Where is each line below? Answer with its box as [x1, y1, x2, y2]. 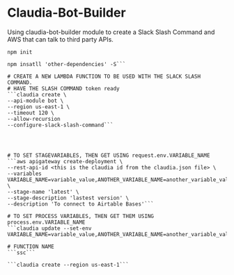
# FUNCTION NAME [7, 243, 54, 250]
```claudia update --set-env [7, 224, 92, 232]
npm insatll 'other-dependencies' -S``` [7, 60, 127, 67]
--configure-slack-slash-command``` [7, 122, 114, 128]
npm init [7, 49, 33, 56]
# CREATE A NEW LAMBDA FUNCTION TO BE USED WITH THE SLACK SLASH [7, 73, 201, 80]
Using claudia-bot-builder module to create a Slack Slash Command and [7, 28, 215, 36]
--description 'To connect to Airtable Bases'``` [7, 200, 155, 208]
